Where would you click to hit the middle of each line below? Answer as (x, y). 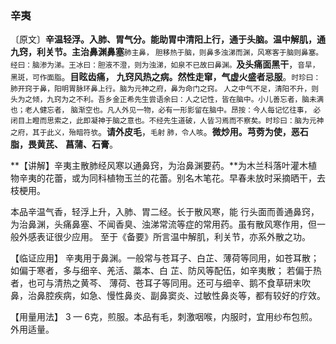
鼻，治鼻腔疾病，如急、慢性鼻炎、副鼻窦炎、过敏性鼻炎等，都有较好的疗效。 (168, 296)
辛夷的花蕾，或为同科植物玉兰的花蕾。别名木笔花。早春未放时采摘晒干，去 (172, 178)
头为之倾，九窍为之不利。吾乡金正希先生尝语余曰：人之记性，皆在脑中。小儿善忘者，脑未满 (167, 100)
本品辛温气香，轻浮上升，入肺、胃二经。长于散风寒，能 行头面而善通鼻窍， (165, 212)
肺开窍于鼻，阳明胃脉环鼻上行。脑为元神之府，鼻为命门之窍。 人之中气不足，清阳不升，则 (164, 89)
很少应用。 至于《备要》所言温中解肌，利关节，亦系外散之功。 (182, 237)
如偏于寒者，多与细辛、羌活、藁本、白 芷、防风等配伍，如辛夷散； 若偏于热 (166, 271)
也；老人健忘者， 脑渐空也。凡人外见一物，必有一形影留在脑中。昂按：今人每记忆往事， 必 (166, 110)
